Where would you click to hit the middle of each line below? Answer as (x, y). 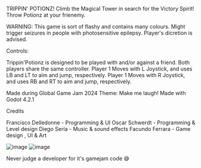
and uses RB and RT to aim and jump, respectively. (69, 81)
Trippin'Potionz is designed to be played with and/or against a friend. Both (98, 62)
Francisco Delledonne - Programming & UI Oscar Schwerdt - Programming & (101, 123)
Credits (15, 111)
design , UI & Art (26, 135)
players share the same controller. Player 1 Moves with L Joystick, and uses (99, 69)
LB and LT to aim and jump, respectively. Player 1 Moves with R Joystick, (96, 75)
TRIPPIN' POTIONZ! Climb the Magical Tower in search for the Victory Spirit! (100, 9)
